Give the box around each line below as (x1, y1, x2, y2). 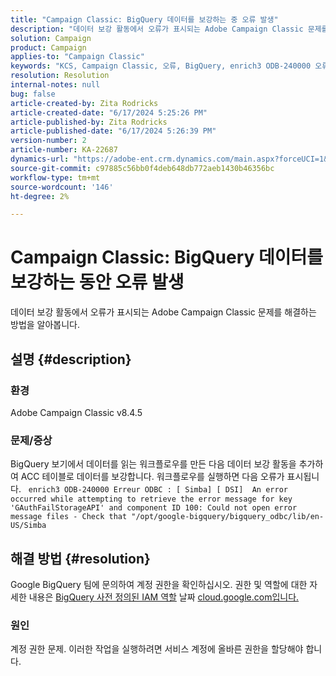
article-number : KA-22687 (10, 145, 118, 155)
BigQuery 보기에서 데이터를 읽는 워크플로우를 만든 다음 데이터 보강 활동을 (10, 458, 297, 470)
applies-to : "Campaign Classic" (10, 52, 145, 62)
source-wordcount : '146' (10, 182, 114, 192)
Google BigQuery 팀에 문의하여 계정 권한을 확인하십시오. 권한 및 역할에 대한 (10, 578, 308, 590)
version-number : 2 (10, 136, 87, 146)
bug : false (10, 89, 56, 99)
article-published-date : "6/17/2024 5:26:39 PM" (10, 126, 217, 136)
